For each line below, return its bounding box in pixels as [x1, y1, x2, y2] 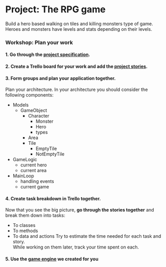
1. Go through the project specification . [5, 51, 91, 58]
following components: [5, 92, 54, 98]
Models [12, 102, 29, 108]
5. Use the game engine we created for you [5, 256, 99, 262]
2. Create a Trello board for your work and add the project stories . [5, 63, 148, 70]
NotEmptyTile [35, 151, 65, 157]
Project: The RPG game [5, 4, 106, 15]
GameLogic [12, 157, 37, 163]
